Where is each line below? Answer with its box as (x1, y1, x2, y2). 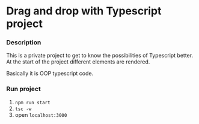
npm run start (14, 99, 51, 105)
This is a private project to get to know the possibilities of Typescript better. (6, 52, 194, 59)
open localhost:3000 (14, 111, 67, 118)
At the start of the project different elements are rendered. (6, 58, 150, 65)
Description (6, 38, 41, 47)
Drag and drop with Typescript (6, 4, 162, 18)
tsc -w (14, 106, 32, 112)
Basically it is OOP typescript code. (6, 70, 94, 77)
